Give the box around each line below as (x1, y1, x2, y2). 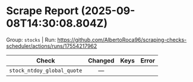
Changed (88, 56, 115, 64)
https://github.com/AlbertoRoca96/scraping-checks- (57, 36, 187, 43)
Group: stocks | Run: (6, 36, 56, 43)
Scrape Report (6, 4, 79, 18)
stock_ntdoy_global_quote (9, 67, 83, 74)
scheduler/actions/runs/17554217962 (6, 42, 97, 50)
